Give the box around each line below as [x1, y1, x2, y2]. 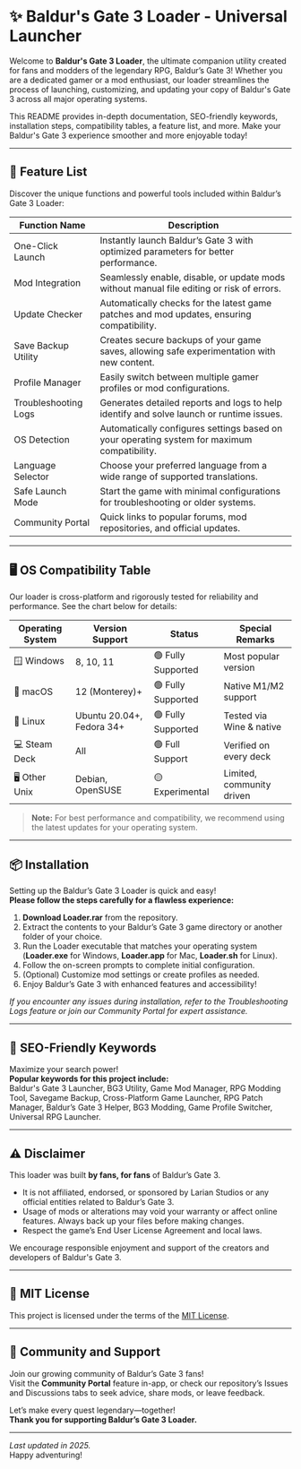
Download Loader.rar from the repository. [21, 912, 178, 923]
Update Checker [13, 307, 83, 320]
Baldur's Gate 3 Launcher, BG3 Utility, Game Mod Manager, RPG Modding [9, 1083, 281, 1094]
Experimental [153, 786, 210, 798]
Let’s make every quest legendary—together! [9, 1405, 176, 1415]
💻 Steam [13, 737, 53, 750]
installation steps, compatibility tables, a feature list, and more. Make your [9, 120, 281, 131]
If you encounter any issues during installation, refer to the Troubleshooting [9, 996, 288, 1007]
